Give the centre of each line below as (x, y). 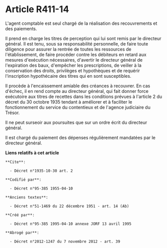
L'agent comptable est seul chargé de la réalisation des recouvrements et (81, 23)
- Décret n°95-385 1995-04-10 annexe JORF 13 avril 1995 (71, 224)
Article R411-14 (37, 9)
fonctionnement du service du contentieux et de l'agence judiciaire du (78, 107)
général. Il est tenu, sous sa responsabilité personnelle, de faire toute (77, 43)
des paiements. (21, 28)
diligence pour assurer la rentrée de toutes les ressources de (68, 49)
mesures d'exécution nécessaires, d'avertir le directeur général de (74, 60)
